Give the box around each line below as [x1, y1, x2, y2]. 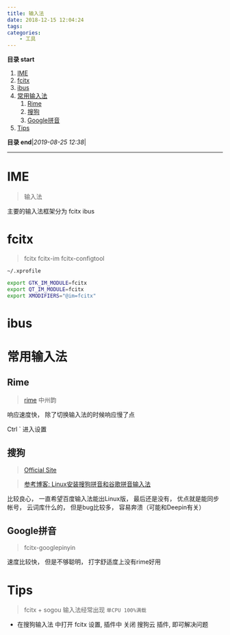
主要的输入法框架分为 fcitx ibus [7, 207, 94, 216]
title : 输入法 [7, 10, 44, 17]
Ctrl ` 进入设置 [7, 425, 47, 433]
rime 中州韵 [23, 395, 57, 404]
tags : [7, 23, 23, 30]
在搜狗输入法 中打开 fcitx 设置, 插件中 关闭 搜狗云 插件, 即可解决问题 [16, 621, 209, 629]
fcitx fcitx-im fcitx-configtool [23, 255, 105, 262]
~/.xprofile [7, 268, 41, 275]
